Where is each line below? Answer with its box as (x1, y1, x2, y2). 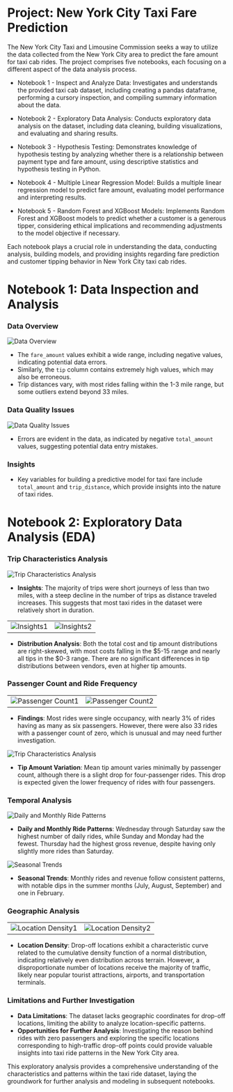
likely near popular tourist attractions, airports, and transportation (17, 971, 205, 979)
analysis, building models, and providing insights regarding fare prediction (7, 250, 220, 258)
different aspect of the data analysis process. (7, 65, 137, 73)
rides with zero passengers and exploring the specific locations (17, 1033, 200, 1042)
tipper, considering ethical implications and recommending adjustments (17, 221, 223, 229)
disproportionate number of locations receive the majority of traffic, (17, 964, 211, 972)
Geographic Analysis (7, 907, 80, 916)
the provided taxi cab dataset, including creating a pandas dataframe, (17, 86, 218, 94)
